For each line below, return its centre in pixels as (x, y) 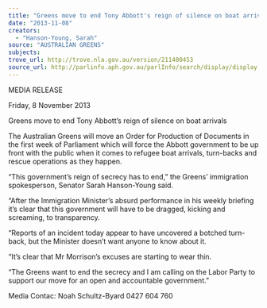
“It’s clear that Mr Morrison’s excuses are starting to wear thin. (110, 256)
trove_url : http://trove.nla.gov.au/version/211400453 (101, 60)
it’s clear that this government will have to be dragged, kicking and (117, 209)
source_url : (28, 67)
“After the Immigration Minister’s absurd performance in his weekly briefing (131, 200)
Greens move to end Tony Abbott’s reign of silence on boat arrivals (118, 121)
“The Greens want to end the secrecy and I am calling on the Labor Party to (132, 271)
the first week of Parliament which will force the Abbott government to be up (133, 144)
